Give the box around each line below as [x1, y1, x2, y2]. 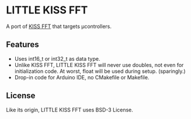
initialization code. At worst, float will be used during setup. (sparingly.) [14, 68, 186, 75]
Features [6, 40, 39, 50]
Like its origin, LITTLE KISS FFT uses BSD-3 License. [6, 106, 133, 113]
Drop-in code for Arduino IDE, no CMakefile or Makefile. [14, 73, 150, 80]
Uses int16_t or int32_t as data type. [14, 55, 100, 62]
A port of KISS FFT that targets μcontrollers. [6, 23, 112, 30]
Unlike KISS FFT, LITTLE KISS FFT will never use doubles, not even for [14, 61, 184, 68]
